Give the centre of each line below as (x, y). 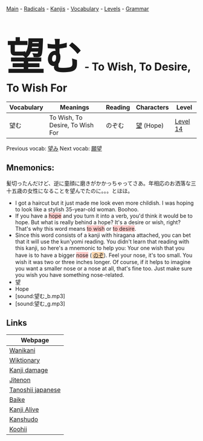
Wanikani (22, 350)
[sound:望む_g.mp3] (40, 303)
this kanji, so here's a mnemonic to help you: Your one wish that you (100, 248)
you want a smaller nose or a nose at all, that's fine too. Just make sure (103, 268)
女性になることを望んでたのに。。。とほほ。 (80, 191)
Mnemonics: (31, 168)
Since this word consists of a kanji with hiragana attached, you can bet (103, 235)
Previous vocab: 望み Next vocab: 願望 (54, 148)
